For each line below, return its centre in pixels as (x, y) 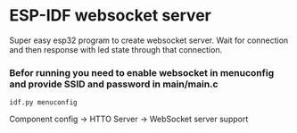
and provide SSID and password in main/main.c (114, 84)
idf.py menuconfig (43, 103)
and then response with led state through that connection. (116, 49)
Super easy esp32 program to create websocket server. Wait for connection (149, 40)
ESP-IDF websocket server (110, 16)
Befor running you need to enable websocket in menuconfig (142, 72)
